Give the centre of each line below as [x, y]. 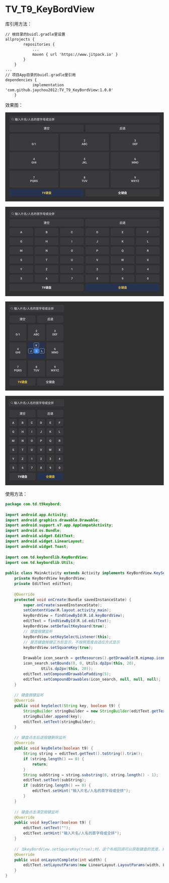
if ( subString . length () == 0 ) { [57, 786]
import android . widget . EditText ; [40, 536]
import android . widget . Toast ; [37, 546]
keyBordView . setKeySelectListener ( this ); [67, 637]
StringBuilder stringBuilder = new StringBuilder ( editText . [88, 711]
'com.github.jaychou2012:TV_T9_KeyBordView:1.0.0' [59, 90]
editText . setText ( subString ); [55, 780]
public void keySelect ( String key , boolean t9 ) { [67, 706]
